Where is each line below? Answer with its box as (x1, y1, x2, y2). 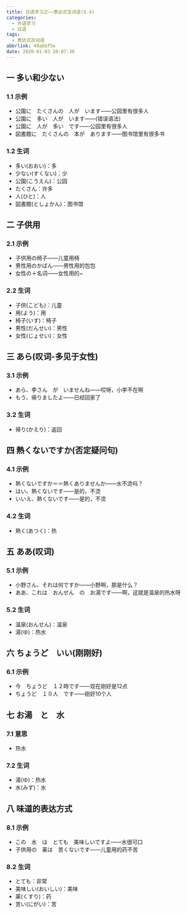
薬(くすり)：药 (15, 893, 52, 900)
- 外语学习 (12, 20, 36, 26)
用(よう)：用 (15, 309, 47, 316)
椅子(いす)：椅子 (15, 316, 57, 324)
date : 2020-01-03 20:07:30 (6, 49, 75, 55)
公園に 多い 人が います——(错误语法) (15, 115, 121, 123)
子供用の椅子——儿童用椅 (15, 254, 80, 262)
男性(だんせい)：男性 (15, 324, 68, 332)
